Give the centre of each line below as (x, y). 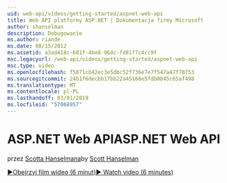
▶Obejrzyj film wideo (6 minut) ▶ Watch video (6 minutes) (91, 172)
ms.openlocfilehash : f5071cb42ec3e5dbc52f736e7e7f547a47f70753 (101, 72)
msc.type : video (31, 66)
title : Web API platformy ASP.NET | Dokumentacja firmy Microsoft (105, 20)
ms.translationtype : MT (42, 85)
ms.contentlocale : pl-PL (43, 91)
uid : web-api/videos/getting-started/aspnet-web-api (85, 14)
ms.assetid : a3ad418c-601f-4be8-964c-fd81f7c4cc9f (82, 53)
